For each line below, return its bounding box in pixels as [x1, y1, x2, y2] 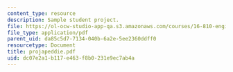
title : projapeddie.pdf [7, 49, 76, 56]
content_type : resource [7, 10, 76, 17]
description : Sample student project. [7, 16, 119, 23]
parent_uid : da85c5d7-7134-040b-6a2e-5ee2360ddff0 [7, 36, 157, 43]
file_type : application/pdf [7, 29, 89, 36]
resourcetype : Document [7, 42, 76, 49]
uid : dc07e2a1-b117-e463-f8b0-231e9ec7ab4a [7, 55, 135, 62]
